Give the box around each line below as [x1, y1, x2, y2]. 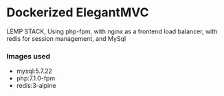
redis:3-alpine [16, 82, 56, 90]
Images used [6, 51, 51, 61]
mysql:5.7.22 [16, 67, 53, 76]
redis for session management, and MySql [6, 34, 126, 42]
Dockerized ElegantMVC [6, 5, 149, 20]
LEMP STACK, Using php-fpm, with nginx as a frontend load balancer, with [6, 27, 218, 35]
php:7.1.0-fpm [16, 74, 56, 82]
